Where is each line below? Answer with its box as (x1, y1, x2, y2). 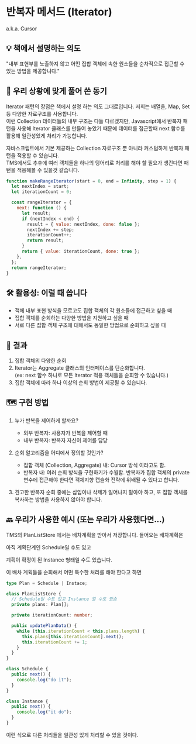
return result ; (27, 237, 64, 243)
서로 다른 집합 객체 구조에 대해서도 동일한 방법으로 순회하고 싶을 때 (14, 322, 166, 329)
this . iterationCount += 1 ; (21, 639, 88, 645)
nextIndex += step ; (27, 226, 75, 233)
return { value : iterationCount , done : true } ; (21, 249, 140, 254)
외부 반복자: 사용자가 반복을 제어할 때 (23, 429, 108, 436)
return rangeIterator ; (11, 264, 67, 271)
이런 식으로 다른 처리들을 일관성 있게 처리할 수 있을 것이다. (6, 731, 139, 738)
